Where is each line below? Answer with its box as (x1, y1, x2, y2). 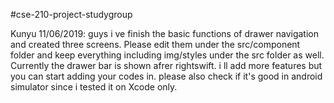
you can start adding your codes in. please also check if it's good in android (10, 70, 323, 82)
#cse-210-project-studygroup (10, 9, 133, 20)
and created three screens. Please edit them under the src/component (10, 39, 301, 50)
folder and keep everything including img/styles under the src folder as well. (10, 49, 325, 61)
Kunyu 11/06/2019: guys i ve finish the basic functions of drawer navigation (10, 28, 319, 39)
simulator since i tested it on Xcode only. (10, 81, 178, 93)
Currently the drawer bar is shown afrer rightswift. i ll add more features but (10, 60, 323, 71)
